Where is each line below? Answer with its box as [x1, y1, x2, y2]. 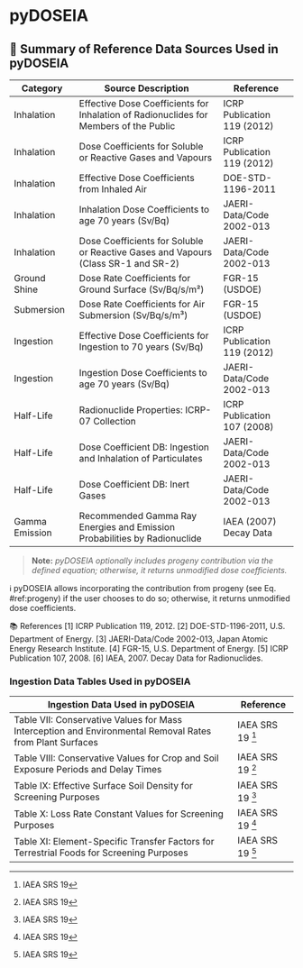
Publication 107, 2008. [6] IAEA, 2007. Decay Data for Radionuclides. [9, 653, 263, 663]
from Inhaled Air [78, 183, 147, 195]
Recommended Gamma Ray [78, 510, 197, 522]
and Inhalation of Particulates [78, 452, 203, 464]
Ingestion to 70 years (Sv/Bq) [78, 341, 205, 352]
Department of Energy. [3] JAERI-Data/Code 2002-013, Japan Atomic [9, 634, 269, 644]
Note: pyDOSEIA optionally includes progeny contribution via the [31, 555, 273, 566]
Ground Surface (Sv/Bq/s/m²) [78, 283, 205, 296]
